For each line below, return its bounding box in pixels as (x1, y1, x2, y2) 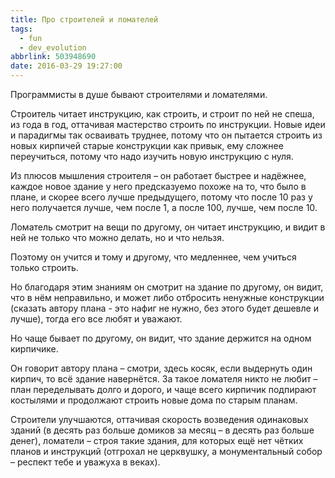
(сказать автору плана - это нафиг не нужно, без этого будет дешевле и (10, 302, 319, 314)
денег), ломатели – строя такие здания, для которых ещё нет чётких (10, 435, 304, 446)
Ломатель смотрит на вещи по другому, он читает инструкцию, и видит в (10, 221, 326, 233)
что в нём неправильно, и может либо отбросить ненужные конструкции (10, 292, 325, 303)
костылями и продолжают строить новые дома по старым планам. (10, 394, 298, 406)
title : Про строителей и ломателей (10, 14, 159, 25)
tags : (10, 24, 33, 34)
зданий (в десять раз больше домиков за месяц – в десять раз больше (10, 424, 315, 436)
